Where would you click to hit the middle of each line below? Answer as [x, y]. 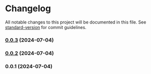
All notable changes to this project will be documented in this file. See [76, 22]
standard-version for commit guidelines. [46, 27]
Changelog [28, 9]
